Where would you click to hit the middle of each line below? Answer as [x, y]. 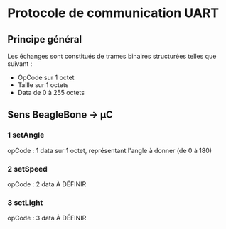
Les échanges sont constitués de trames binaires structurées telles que [112, 56]
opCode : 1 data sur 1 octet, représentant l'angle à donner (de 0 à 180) [109, 150]
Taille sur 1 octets [43, 85]
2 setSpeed [27, 169]
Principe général [45, 39]
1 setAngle [26, 135]
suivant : [20, 64]
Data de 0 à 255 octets [51, 93]
